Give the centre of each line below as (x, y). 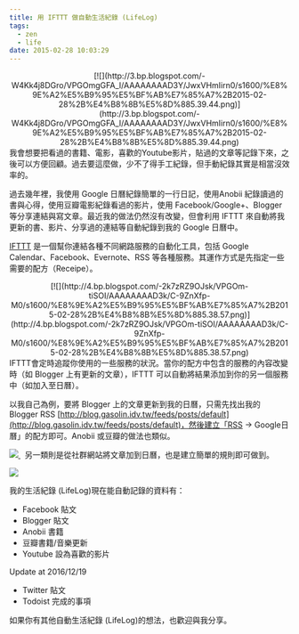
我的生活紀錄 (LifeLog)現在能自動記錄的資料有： (97, 491)
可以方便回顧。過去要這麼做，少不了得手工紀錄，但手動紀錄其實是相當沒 (149, 164)
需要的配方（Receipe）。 (53, 269)
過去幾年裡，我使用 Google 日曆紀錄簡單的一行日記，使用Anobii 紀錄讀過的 (146, 194)
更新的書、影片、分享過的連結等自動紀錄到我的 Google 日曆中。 (126, 227)
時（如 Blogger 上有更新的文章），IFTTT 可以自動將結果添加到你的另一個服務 (149, 374)
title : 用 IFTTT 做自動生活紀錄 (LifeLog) (84, 17)
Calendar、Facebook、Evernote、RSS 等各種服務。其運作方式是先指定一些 (147, 257)
